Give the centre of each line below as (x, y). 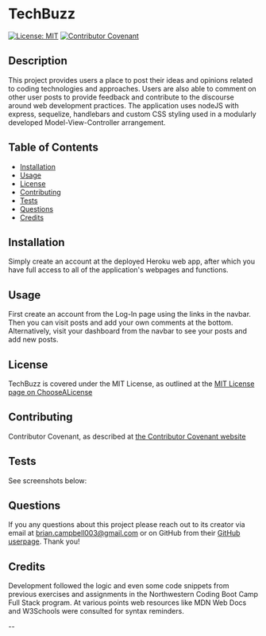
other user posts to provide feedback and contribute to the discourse (121, 97)
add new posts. (33, 340)
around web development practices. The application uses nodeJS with (124, 105)
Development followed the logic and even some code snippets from (119, 586)
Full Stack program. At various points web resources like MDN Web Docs (127, 603)
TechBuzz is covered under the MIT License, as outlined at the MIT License (131, 384)
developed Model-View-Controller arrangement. (87, 122)
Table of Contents (54, 148)
